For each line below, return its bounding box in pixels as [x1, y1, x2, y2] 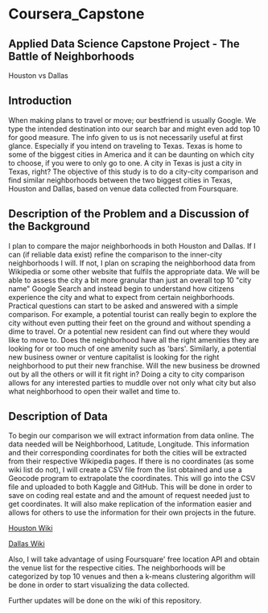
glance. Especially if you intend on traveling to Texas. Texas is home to [8, 141, 243, 150]
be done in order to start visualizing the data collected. [8, 580, 190, 590]
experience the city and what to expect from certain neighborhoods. [8, 292, 235, 302]
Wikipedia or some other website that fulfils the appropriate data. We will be [8, 266, 260, 276]
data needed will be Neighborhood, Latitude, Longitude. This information [8, 439, 249, 449]
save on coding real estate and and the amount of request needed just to [8, 491, 250, 500]
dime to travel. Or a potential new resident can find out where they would [8, 327, 250, 336]
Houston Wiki [8, 524, 53, 533]
